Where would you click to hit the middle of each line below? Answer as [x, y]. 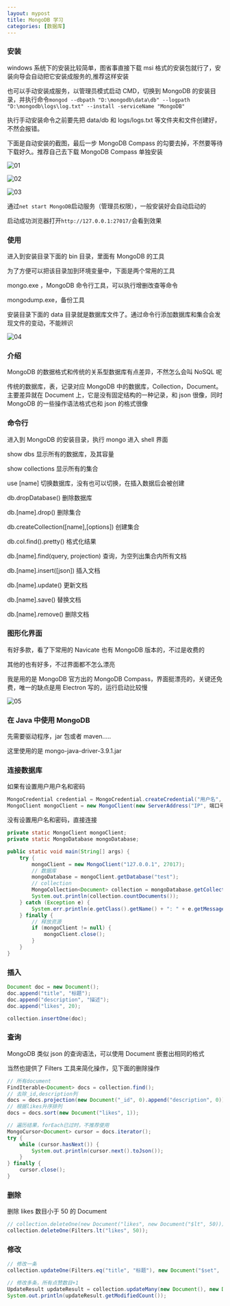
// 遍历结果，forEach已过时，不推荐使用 [58, 1125]
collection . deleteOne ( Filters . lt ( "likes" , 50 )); [78, 1231]
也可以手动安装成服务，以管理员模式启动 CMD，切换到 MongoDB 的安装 [109, 90]
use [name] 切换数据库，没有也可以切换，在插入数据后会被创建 [96, 483]
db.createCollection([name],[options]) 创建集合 [74, 527]
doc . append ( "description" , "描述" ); [58, 1000]
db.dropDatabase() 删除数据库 [50, 497]
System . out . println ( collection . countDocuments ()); [105, 896]
